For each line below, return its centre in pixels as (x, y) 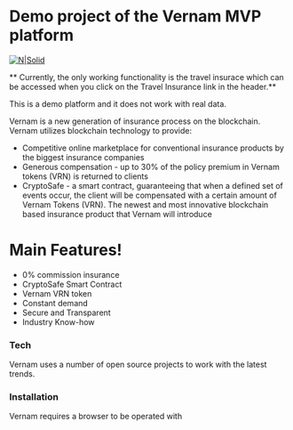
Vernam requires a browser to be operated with (96, 417)
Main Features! (66, 250)
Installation (34, 397)
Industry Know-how (58, 321)
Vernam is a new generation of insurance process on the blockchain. (135, 121)
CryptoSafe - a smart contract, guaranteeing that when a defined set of (153, 185)
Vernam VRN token (57, 293)
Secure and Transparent (66, 312)
